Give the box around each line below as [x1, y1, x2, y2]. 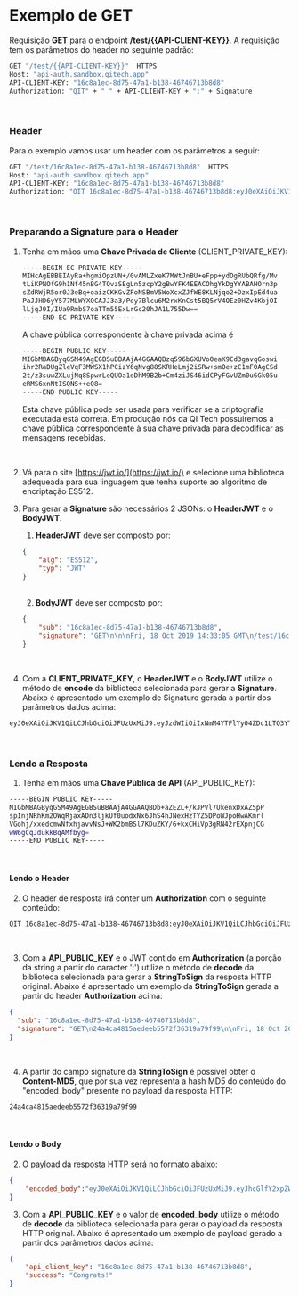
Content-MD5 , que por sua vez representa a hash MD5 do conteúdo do [21, 1076, 287, 1086]
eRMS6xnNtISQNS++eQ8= [21, 380, 102, 389]
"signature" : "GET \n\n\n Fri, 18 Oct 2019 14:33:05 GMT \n [38, 631, 255, 640]
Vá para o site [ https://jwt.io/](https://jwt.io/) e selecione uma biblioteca [21, 466, 285, 477]
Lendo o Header [9, 872, 69, 883]
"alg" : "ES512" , [38, 555, 99, 565]
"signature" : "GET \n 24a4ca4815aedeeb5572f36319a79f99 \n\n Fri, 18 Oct [17, 1025, 280, 1034]
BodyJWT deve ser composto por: [35, 598, 163, 608]
